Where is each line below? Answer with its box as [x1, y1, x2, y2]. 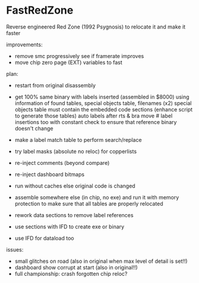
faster [6, 29, 21, 36]
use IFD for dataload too [14, 234, 74, 241]
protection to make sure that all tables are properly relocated [14, 200, 163, 207]
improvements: [6, 41, 43, 48]
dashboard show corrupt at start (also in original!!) [14, 263, 138, 271]
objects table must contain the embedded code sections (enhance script [14, 106, 193, 113]
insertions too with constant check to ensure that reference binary [14, 118, 177, 125]
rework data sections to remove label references [14, 211, 134, 218]
